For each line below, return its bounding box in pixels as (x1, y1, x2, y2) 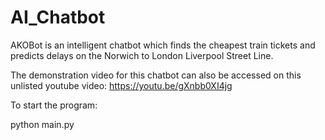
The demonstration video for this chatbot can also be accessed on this (10, 69, 302, 81)
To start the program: (10, 99, 98, 111)
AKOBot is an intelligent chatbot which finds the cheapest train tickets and (10, 39, 316, 51)
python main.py (10, 118, 75, 130)
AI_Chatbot (10, 6, 106, 29)
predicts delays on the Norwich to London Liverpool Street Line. (10, 49, 274, 61)
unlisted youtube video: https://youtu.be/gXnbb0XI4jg (10, 79, 233, 91)
